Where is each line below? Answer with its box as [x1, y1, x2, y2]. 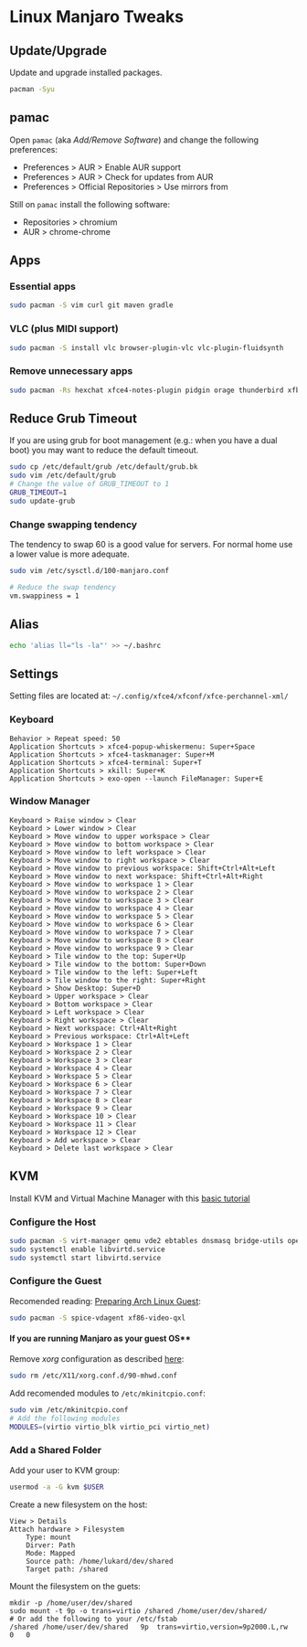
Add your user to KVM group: [9, 1464, 121, 1475]
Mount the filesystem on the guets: [9, 1580, 142, 1591]
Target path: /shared [26, 1565, 108, 1574]
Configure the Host [9, 1216, 97, 1228]
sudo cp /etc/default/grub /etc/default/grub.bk [9, 462, 198, 472]
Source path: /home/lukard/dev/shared [26, 1557, 174, 1566]
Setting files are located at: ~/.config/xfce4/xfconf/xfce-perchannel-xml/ [9, 690, 290, 701]
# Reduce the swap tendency [9, 582, 117, 591]
